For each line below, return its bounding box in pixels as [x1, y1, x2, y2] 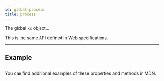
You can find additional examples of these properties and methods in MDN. [5, 70, 156, 76]
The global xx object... [5, 25, 50, 31]
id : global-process [5, 7, 45, 12]
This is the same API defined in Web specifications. [5, 35, 108, 40]
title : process [5, 12, 36, 17]
